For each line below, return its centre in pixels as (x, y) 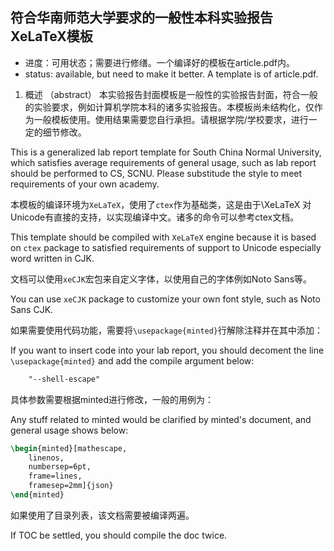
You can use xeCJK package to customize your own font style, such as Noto (165, 299)
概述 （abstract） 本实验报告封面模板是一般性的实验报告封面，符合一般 (171, 94)
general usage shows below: (69, 430)
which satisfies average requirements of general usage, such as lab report (163, 162)
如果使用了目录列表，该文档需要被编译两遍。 (102, 515)
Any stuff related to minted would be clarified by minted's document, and (161, 419)
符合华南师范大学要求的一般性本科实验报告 (141, 18)
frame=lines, (55, 476)
